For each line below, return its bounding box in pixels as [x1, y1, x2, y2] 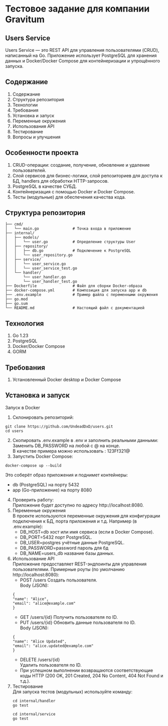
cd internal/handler [12, 698, 56, 703]
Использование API [12, 555, 55, 561]
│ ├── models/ [5, 235, 39, 240]
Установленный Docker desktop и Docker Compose [12, 377, 121, 383]
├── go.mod [5, 297, 28, 302]
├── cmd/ [5, 222, 24, 227]
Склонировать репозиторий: [12, 414, 74, 420]
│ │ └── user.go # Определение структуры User [5, 240, 136, 245]
